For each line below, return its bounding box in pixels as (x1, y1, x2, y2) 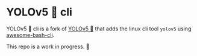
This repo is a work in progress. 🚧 (6, 43, 90, 50)
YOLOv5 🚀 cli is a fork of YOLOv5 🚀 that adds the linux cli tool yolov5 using (6, 25, 192, 32)
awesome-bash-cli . (6, 31, 55, 38)
